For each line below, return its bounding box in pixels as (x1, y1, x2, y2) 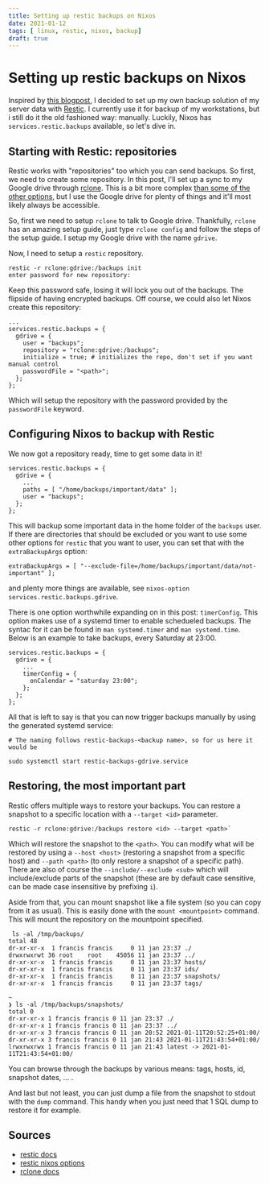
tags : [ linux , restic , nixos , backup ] (8, 27, 142, 35)
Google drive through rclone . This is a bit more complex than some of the (8, 183, 251, 193)
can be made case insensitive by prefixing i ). (8, 881, 158, 891)
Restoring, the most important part (8, 779, 186, 793)
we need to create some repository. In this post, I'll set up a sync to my (8, 175, 243, 184)
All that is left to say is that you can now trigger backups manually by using (8, 712, 256, 722)
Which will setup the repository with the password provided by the (8, 395, 228, 405)
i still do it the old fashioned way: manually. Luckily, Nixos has (8, 113, 212, 122)
